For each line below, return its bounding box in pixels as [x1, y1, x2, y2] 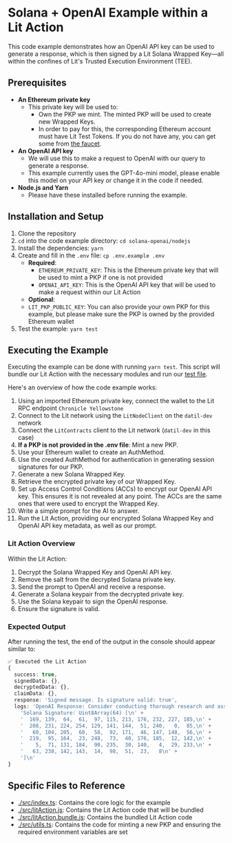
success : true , [14, 671, 58, 678]
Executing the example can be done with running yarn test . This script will [8, 362, 221, 371]
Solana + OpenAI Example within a [8, 5, 209, 21]
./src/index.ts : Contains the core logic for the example [17, 798, 171, 806]
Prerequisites [8, 77, 67, 89]
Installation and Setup [8, 211, 104, 222]
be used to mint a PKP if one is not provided [38, 273, 164, 281]
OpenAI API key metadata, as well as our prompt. [17, 521, 157, 530]
